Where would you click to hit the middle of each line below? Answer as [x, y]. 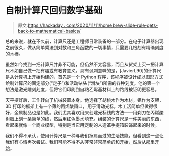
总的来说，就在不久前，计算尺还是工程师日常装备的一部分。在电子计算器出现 [84, 41]
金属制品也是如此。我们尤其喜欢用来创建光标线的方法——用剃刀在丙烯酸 [89, 112]
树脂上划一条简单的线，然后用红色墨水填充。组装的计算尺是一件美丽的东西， [84, 119]
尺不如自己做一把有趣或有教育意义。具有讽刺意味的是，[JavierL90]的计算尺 [83, 70]
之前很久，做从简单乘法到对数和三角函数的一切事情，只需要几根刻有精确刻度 [84, 47]
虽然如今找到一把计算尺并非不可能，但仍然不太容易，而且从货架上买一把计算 [84, 64]
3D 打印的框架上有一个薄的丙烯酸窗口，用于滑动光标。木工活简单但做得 [79, 106]
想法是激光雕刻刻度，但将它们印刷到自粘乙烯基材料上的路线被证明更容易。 [82, 89]
